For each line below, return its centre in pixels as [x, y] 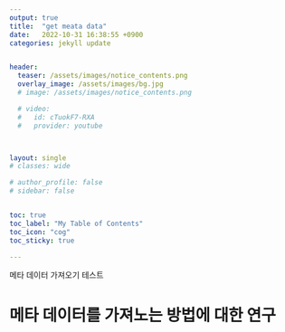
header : [24, 67]
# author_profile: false [56, 183]
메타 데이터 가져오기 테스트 [57, 275]
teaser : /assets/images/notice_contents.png [103, 76]
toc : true [28, 215]
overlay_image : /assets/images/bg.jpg [91, 84]
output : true [34, 18]
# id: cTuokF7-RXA [56, 117]
